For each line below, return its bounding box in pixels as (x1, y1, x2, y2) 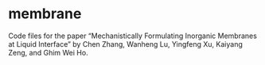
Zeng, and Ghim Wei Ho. (8, 48, 89, 57)
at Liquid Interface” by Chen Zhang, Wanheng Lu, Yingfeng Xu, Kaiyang (8, 39, 243, 48)
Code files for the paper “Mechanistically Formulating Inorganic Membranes (8, 31, 257, 40)
